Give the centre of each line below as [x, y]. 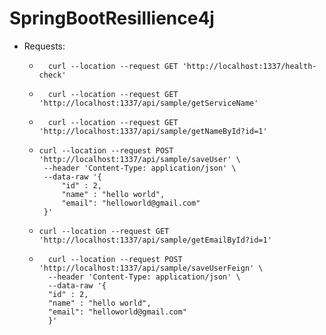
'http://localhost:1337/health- [249, 66]
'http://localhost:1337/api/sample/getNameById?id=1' [153, 131]
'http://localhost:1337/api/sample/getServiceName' [148, 103]
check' [52, 75]
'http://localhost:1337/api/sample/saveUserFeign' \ [151, 268]
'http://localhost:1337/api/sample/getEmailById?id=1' [155, 240]
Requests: [44, 46]
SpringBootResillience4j [112, 18]
